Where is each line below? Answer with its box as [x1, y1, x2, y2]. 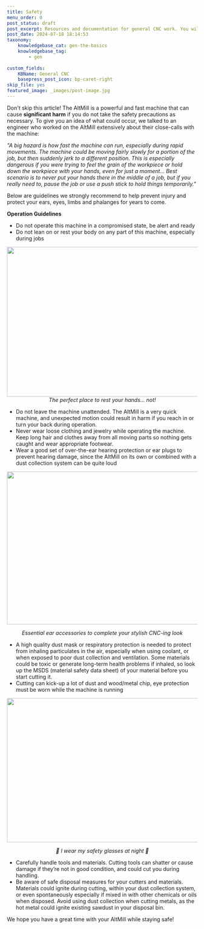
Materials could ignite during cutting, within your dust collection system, [15, 884, 196, 891]
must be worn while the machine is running [15, 686, 123, 693]
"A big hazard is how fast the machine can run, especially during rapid [7, 142, 183, 149]
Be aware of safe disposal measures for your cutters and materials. [15, 878, 183, 885]
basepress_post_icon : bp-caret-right [18, 76, 113, 82]
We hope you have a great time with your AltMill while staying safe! [7, 915, 174, 923]
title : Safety [7, 8, 43, 15]
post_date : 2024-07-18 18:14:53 [7, 31, 88, 38]
